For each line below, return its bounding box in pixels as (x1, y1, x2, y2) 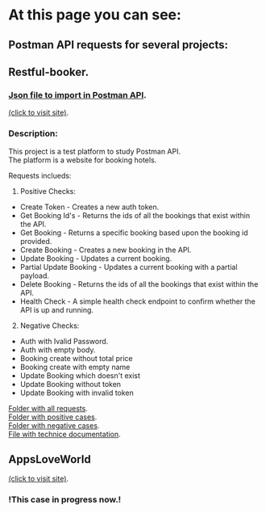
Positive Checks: (19, 186, 77, 196)
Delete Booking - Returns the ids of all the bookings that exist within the (19, 279, 259, 288)
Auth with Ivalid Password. (19, 336, 109, 346)
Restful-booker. (8, 65, 89, 78)
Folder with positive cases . (8, 412, 98, 422)
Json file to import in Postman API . (8, 89, 147, 100)
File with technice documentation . (8, 429, 121, 439)
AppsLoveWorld (8, 452, 91, 466)
